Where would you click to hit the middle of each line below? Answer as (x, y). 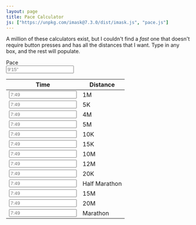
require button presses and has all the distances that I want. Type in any (93, 45)
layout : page (22, 11)
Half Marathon (102, 184)
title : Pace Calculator (35, 17)
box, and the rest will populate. (43, 51)
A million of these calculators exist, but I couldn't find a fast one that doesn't (98, 39)
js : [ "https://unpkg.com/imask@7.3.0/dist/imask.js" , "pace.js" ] (87, 22)
